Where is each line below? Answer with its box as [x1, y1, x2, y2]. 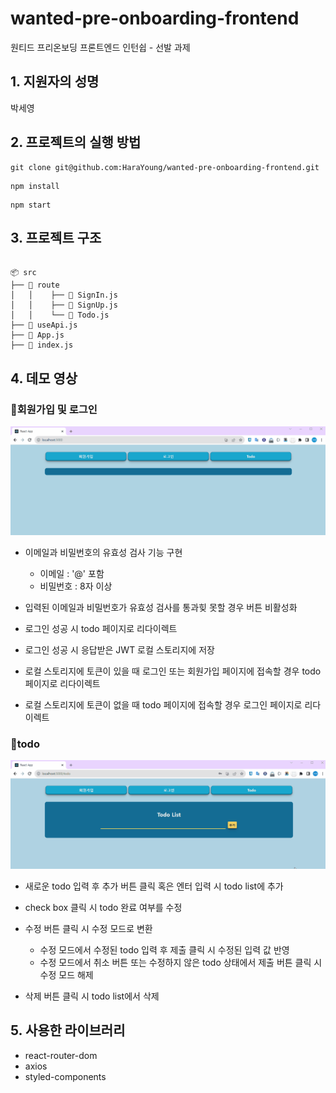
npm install [10, 181, 60, 191]
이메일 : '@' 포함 [39, 567, 105, 579]
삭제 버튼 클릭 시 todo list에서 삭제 [24, 990, 160, 1002]
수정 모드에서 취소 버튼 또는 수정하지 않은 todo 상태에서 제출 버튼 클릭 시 [39, 956, 323, 968]
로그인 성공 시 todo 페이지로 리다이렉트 [24, 622, 178, 634]
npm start [10, 200, 52, 210]
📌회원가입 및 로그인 [10, 402, 98, 416]
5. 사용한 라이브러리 [10, 1022, 126, 1039]
